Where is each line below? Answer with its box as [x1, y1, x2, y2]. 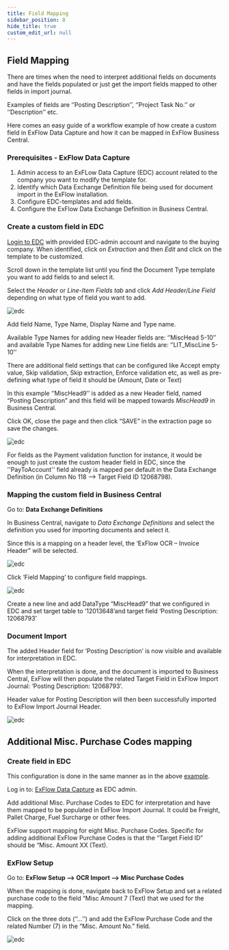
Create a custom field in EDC [7, 222, 105, 232]
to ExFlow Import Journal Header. [7, 702, 102, 711]
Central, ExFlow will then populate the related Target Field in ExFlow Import [7, 675, 219, 683]
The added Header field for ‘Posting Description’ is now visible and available [7, 647, 222, 655]
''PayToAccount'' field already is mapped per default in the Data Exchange [7, 465, 217, 473]
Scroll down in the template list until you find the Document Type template [7, 265, 215, 274]
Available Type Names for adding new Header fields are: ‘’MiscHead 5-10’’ [7, 333, 217, 342]
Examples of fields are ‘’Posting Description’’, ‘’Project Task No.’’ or [7, 101, 196, 109]
